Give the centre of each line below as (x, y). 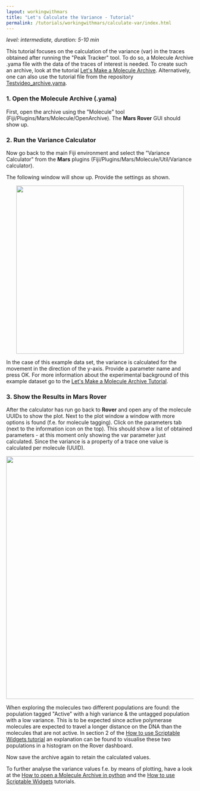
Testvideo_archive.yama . (37, 83)
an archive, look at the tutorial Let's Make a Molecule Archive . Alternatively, (99, 71)
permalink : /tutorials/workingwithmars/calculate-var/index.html (89, 23)
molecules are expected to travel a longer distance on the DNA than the (94, 726)
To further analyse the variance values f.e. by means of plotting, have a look (99, 769)
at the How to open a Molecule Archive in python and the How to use (91, 775)
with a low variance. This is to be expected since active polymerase (89, 720)
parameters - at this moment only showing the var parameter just (86, 435)
